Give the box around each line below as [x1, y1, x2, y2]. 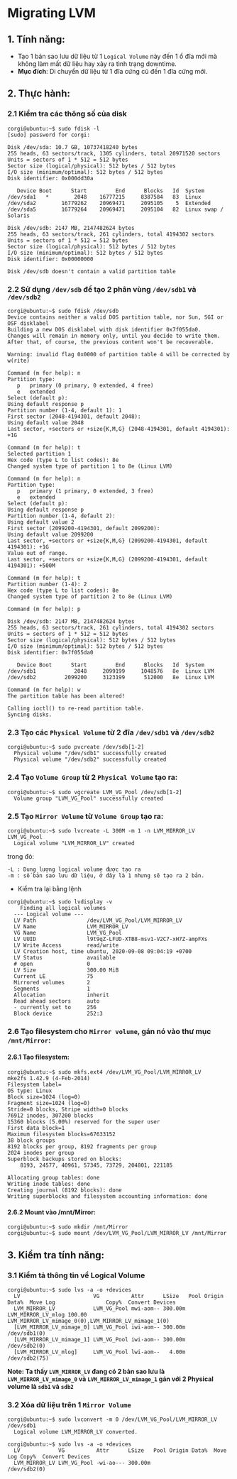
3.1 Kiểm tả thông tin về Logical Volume [7, 1270, 145, 1280]
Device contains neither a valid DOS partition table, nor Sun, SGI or [7, 314, 224, 321]
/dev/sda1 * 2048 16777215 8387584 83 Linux [7, 193, 202, 200]
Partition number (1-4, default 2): [7, 512, 116, 519]
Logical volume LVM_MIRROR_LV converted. [13, 1429, 138, 1436]
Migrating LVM [7, 5, 96, 21]
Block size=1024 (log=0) [7, 1094, 81, 1101]
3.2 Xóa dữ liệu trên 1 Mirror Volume [7, 1400, 131, 1409]
